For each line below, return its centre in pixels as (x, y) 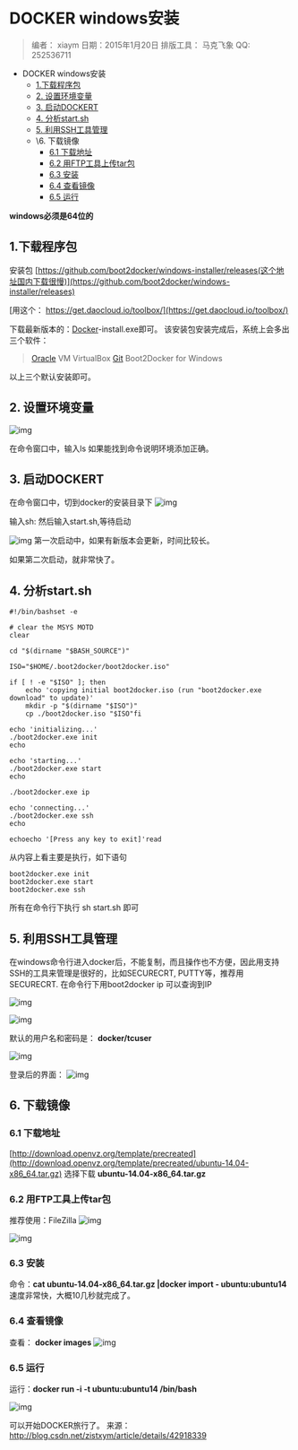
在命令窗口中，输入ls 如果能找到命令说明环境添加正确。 (111, 448)
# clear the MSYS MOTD (51, 628)
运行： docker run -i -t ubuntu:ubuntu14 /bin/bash (103, 1389)
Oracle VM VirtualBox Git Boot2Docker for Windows (127, 358)
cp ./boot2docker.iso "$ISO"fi (84, 714)
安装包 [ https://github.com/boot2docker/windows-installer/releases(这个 (143, 270)
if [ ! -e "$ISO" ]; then (57, 682)
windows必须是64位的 (51, 215)
